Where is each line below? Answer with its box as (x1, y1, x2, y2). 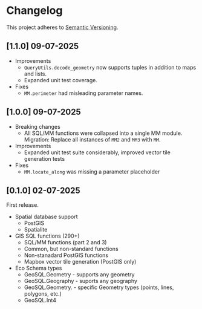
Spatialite (24, 226, 48, 233)
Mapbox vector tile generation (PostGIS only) (24, 258, 137, 265)
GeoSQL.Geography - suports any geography (24, 278, 138, 285)
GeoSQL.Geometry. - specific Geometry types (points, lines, (24, 284, 174, 291)
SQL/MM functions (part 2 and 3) (24, 239, 107, 246)
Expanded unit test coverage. (24, 76, 98, 83)
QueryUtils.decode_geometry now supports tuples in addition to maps (24, 63, 197, 71)
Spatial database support (15, 213, 78, 221)
